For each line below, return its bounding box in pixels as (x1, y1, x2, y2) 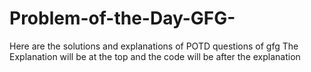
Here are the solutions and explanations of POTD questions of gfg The (9, 40, 299, 52)
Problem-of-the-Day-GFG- (9, 7, 236, 30)
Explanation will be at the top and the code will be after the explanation (9, 50, 301, 62)
